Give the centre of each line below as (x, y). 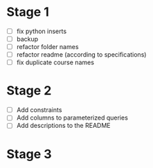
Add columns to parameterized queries (72, 118)
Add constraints (39, 110)
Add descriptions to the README (63, 126)
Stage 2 (29, 91)
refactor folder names (47, 47)
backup (27, 39)
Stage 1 (28, 12)
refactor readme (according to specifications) (81, 55)
